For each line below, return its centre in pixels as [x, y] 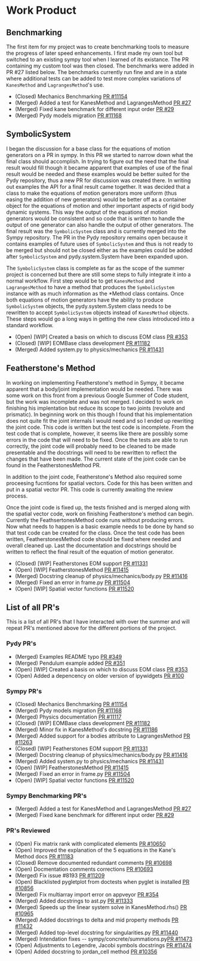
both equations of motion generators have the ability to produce [85, 300]
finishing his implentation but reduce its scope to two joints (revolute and [96, 408]
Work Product [41, 10]
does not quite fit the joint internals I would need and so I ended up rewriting [100, 420]
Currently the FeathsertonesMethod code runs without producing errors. [96, 520]
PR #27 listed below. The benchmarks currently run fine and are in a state [96, 72]
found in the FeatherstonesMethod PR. [54, 465]
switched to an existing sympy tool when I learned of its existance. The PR [98, 59]
